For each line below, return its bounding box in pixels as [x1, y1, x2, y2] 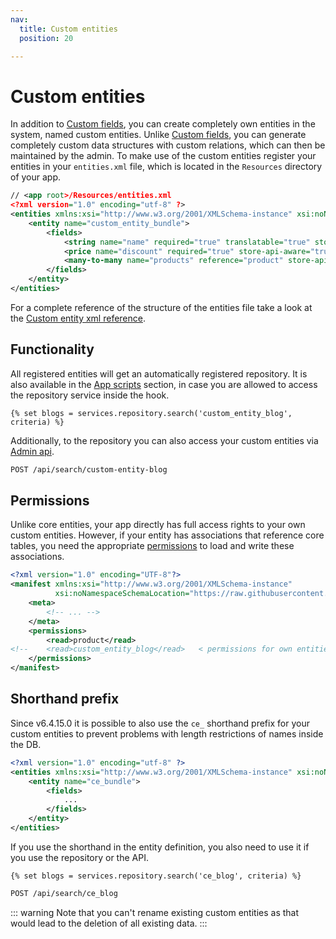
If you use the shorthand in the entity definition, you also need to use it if [10, 841, 310, 853]
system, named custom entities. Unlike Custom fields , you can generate [10, 129, 307, 141]
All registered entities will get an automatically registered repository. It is [10, 367, 308, 380]
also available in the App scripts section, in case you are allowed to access [10, 378, 318, 390]
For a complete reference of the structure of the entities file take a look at [10, 301, 313, 313]
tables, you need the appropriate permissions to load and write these [10, 540, 295, 552]
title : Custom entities [19, 24, 118, 34]
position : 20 [19, 33, 74, 43]
